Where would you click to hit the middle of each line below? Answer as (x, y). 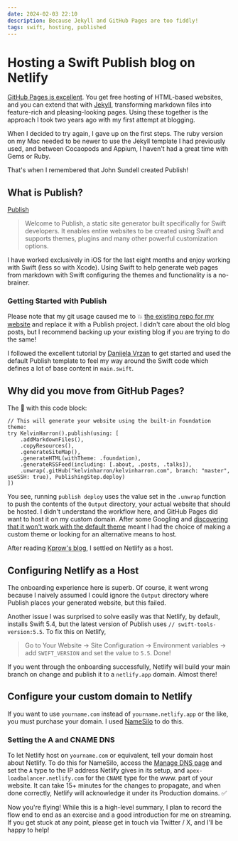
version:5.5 (25, 633)
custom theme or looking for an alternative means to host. (92, 534)
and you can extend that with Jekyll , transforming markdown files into (109, 105)
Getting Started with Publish (57, 301)
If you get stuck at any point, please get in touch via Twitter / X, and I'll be (115, 823)
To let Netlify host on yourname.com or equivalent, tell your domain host (110, 756)
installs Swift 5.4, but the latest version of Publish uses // (91, 624)
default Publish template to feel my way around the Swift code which (108, 361)
